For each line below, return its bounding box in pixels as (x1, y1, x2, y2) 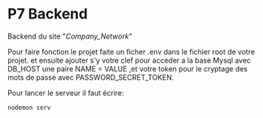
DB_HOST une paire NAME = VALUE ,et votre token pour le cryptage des (7, 63, 248, 73)
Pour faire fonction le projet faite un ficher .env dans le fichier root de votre (7, 47, 256, 56)
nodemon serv (7, 104, 51, 112)
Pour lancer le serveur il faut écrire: (7, 87, 124, 97)
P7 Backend (7, 5, 88, 23)
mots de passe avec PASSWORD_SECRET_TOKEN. (7, 72, 174, 82)
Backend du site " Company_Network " (7, 31, 133, 41)
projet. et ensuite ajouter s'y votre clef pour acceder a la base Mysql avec (7, 55, 252, 65)
